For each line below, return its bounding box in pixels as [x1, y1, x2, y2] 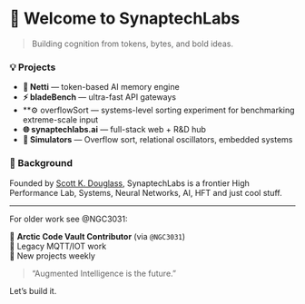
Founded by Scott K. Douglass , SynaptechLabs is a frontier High [9, 177, 250, 189]
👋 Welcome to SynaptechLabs [9, 8, 241, 29]
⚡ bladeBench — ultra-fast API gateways [22, 92, 177, 103]
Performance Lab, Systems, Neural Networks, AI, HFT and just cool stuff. [9, 187, 283, 198]
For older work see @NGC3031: [9, 213, 128, 224]
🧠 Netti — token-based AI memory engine [22, 82, 180, 93]
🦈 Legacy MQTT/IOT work [9, 240, 107, 251]
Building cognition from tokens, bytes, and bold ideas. [31, 38, 234, 49]
